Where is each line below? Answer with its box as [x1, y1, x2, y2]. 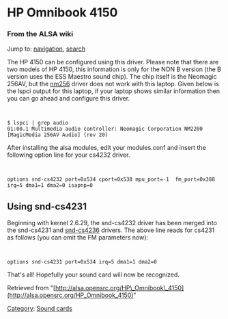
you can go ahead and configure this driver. [7, 94, 130, 103]
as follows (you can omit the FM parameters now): [7, 233, 149, 242]
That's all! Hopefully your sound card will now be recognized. [7, 270, 180, 279]
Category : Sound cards [7, 305, 73, 313]
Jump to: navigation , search [7, 44, 85, 53]
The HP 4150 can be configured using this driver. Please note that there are [7, 58, 219, 66]
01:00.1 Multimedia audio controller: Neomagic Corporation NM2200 [7, 125, 203, 133]
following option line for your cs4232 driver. [7, 151, 130, 159]
